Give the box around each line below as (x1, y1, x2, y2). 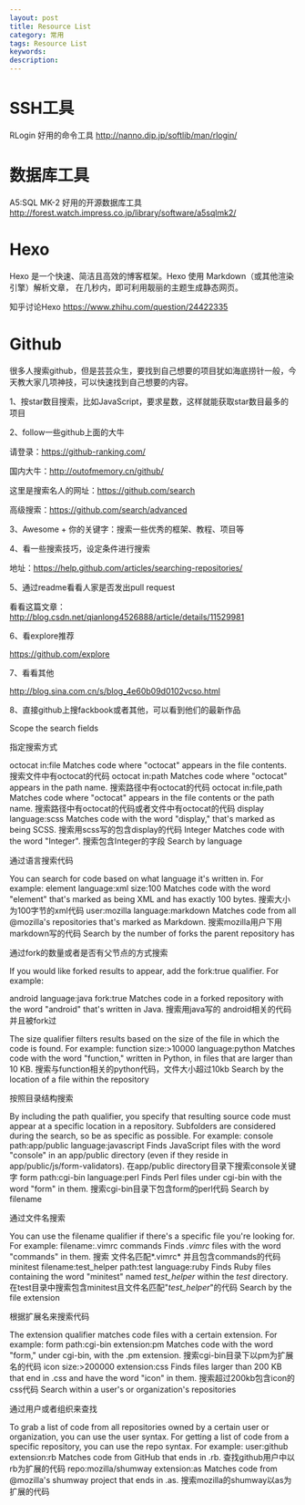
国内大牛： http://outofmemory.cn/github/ (9, 465, 164, 476)
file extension (9, 1292, 61, 1303)
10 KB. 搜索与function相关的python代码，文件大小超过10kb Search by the (9, 1064, 284, 1074)
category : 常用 (9, 30, 65, 39)
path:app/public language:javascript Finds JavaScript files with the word (9, 1139, 280, 1150)
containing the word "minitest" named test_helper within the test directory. (9, 1271, 289, 1282)
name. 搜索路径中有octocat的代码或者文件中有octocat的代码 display (9, 803, 264, 814)
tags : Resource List (9, 38, 88, 48)
